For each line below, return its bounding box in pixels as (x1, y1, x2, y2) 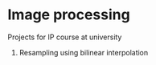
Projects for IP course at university (7, 32, 122, 42)
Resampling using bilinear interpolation (18, 47, 149, 57)
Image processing (7, 6, 130, 24)
